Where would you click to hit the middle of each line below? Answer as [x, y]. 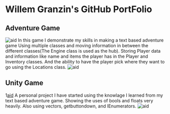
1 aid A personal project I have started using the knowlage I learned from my [84, 95]
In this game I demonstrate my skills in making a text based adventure [91, 40]
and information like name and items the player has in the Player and [77, 56]
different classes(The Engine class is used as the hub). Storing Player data [83, 51]
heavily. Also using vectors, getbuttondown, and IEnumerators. [71, 106]
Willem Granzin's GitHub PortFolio [79, 9]
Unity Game [24, 83]
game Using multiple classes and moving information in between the [77, 46]
